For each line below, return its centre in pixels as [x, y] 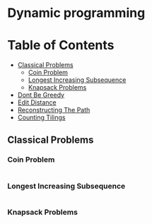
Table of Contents [61, 46]
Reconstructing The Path [54, 110]
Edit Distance [37, 102]
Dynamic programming [76, 13]
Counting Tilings [41, 117]
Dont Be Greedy [41, 95]
